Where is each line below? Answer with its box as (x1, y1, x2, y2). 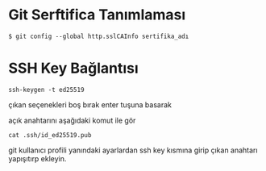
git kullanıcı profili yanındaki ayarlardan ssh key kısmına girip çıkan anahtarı (8, 145, 258, 155)
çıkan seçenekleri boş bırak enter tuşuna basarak (8, 99, 172, 110)
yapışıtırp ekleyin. (8, 153, 67, 163)
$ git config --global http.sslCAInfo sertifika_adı (8, 32, 189, 40)
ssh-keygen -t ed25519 (8, 85, 85, 94)
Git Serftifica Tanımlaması (8, 6, 186, 24)
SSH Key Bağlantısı (8, 59, 139, 77)
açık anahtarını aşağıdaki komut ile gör (8, 115, 136, 125)
